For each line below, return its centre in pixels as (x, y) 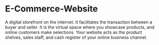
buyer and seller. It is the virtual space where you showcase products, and (80, 27)
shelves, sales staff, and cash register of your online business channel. (76, 37)
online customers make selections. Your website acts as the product (74, 32)
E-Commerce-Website (52, 9)
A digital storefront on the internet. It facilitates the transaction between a (79, 22)
